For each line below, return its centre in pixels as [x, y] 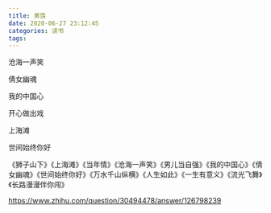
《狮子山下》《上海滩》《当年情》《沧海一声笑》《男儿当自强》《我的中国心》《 [132, 165]
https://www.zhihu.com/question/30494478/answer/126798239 [115, 201]
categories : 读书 [36, 31]
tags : [17, 38]
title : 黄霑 [27, 16]
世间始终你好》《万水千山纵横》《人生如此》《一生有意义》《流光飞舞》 [151, 174]
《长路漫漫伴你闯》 [38, 185]
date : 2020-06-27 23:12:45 [54, 23]
